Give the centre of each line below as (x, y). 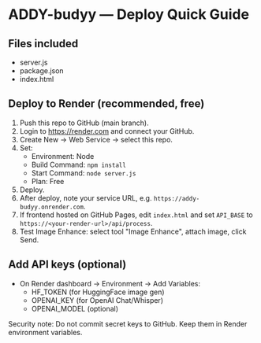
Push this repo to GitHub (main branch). (84, 123)
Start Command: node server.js (84, 173)
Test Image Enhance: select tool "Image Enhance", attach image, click (133, 231)
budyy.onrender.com (52, 207)
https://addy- (177, 198)
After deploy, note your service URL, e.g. (86, 197)
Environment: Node (63, 156)
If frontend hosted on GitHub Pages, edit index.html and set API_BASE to (136, 215)
